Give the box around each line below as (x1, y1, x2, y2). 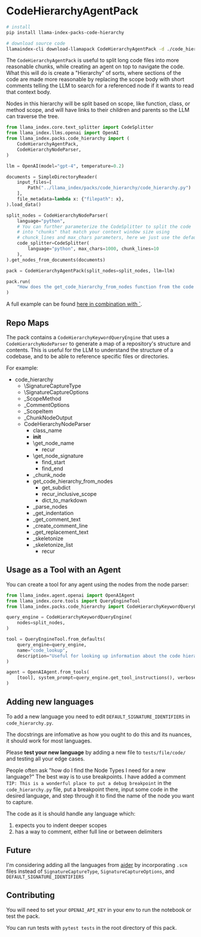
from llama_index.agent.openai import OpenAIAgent (6, 592, 135, 598)
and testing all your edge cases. (6, 755, 85, 762)
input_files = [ (17, 180, 52, 185)
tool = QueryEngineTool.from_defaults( (6, 636, 106, 643)
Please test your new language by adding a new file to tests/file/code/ (6, 749, 186, 756)
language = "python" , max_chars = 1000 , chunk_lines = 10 (28, 246, 160, 252)
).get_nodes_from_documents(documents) (6, 257, 106, 263)
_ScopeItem (23, 408, 53, 415)
